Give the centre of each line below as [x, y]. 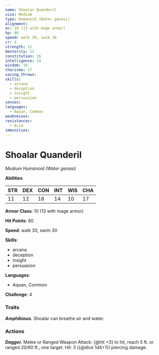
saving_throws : [21, 75]
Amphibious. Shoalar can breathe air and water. [55, 318]
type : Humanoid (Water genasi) [38, 19]
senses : [13, 103]
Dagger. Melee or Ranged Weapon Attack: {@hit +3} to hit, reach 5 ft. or [79, 342]
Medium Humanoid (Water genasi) [41, 169]
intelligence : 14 [23, 61]
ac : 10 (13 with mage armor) [35, 28]
